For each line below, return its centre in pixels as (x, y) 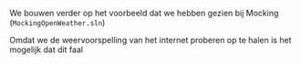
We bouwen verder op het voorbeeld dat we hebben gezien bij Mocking (144, 13)
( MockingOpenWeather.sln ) (57, 23)
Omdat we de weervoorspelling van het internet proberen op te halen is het (150, 40)
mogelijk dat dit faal (47, 50)
